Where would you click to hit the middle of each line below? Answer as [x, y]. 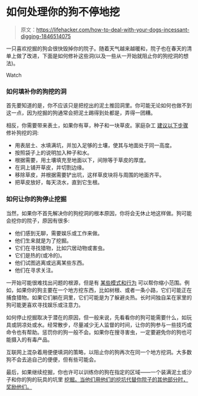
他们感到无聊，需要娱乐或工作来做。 [59, 233]
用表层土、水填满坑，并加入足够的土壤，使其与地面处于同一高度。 [95, 145]
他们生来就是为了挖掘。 [43, 241]
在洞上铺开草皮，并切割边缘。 [51, 168]
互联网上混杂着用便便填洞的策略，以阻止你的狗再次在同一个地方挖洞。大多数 [99, 352]
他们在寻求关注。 [35, 270]
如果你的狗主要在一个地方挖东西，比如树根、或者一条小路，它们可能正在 [104, 290]
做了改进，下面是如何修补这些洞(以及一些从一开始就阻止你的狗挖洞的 [100, 56]
